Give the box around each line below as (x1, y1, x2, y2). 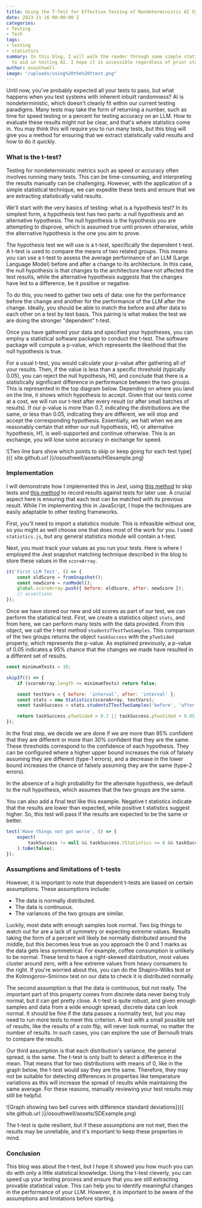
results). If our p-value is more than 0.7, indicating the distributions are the (6, 404, 190, 411)
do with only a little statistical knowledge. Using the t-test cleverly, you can (6, 1169, 192, 1177)
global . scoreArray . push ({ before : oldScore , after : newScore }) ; (17, 585, 185, 591)
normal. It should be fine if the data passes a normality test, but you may (6, 1009, 186, 1017)
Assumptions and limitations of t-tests (6, 865, 121, 874)
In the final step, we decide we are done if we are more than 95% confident (6, 730, 194, 737)
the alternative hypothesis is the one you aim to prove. (6, 229, 141, 236)
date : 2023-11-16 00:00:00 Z (6, 14, 79, 20)
